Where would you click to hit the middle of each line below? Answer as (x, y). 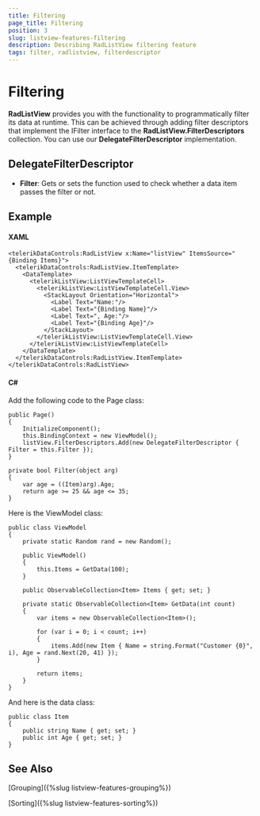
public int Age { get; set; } (73, 737)
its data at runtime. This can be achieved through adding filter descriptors (128, 122)
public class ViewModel (48, 528)
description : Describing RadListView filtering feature (102, 45)
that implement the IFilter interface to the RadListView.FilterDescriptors (126, 130)
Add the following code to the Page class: (76, 400)
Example (30, 217)
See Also (31, 769)
